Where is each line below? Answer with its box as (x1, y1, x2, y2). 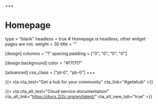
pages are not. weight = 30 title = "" (5, 41, 77, 47)
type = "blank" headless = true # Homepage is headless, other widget (5, 36, 146, 42)
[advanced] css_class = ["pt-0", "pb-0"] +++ (5, 69, 96, 75)
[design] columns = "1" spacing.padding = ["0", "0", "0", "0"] (5, 50, 127, 56)
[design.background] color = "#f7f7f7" (5, 60, 83, 66)
